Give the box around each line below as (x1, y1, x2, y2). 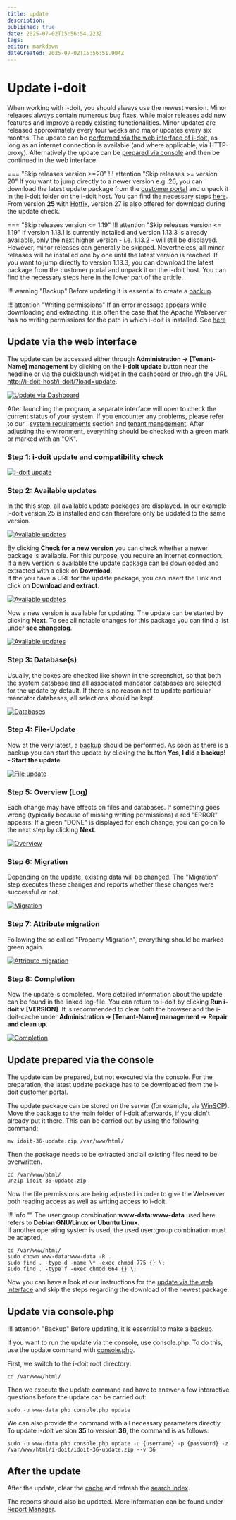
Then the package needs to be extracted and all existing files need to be (7, 1150, 218, 1158)
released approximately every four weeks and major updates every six (7, 126, 211, 134)
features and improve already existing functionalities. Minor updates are (7, 118, 216, 127)
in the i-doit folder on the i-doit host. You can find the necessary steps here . (7, 192, 228, 200)
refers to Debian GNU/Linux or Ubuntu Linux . (7, 1218, 139, 1227)
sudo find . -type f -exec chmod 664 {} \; (7, 1265, 137, 1272)
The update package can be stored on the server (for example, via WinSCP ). (7, 1101, 230, 1109)
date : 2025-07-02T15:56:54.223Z (7, 30, 102, 37)
